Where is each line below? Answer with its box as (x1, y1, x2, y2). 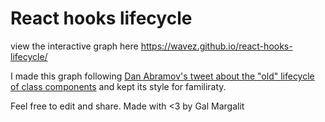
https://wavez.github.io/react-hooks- (140, 40, 293, 52)
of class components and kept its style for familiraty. (10, 80, 227, 92)
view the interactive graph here (10, 40, 139, 52)
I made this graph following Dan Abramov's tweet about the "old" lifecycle (10, 70, 315, 82)
